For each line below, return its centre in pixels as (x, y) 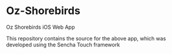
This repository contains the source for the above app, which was (86, 38)
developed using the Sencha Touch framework (63, 45)
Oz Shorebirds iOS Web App (40, 27)
